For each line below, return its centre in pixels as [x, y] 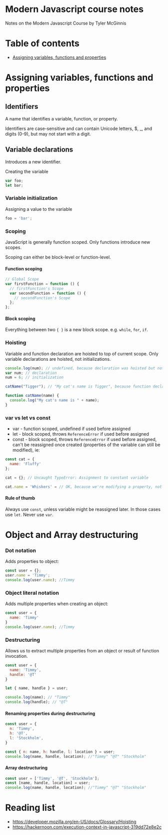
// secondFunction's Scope [42, 298]
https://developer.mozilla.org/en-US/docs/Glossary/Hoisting [74, 822]
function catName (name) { [32, 396]
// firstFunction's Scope [37, 289]
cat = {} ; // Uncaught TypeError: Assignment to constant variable [77, 478]
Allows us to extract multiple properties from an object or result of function [82, 650]
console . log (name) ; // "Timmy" [38, 698]
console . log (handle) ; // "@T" [37, 702]
